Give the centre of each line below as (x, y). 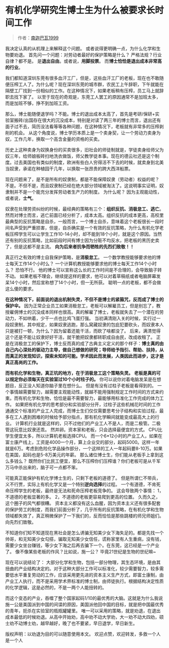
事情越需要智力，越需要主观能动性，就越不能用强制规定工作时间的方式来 (84, 392)
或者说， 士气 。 (21, 198)
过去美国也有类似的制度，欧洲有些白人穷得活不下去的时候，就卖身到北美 (89, 162)
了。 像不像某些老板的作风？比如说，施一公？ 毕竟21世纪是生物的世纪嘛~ (81, 551)
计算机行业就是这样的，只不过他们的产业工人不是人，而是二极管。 (83, 423)
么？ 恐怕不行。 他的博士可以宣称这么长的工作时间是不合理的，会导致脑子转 (83, 270)
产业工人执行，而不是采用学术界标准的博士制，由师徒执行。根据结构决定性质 (84, 581)
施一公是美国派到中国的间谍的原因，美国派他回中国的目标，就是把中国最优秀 (84, 604)
